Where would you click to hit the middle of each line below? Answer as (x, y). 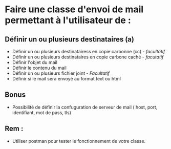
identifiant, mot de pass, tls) (42, 112)
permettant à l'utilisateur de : (68, 20)
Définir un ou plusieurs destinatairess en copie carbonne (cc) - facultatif (89, 51)
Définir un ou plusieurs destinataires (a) (69, 39)
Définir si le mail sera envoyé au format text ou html (67, 79)
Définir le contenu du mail (39, 68)
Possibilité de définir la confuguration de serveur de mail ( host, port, (85, 107)
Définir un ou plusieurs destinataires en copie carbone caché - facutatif (88, 57)
